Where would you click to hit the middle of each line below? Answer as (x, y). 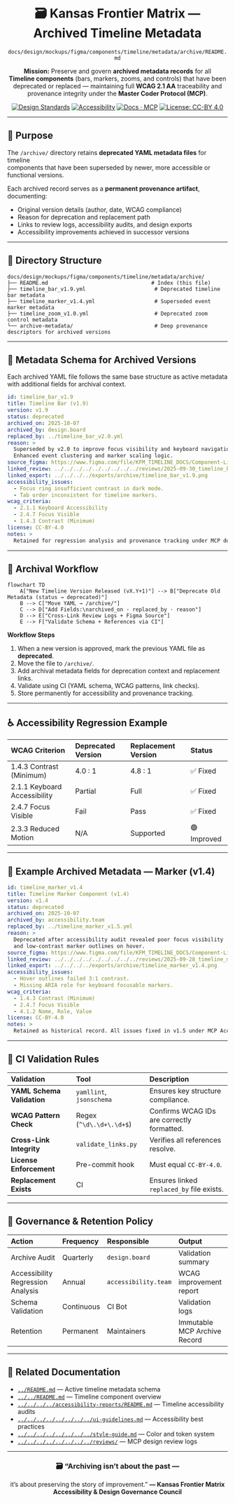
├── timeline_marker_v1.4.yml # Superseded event (109, 301)
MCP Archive (200, 1331)
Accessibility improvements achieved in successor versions (104, 231)
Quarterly (78, 1258)
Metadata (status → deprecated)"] (58, 598)
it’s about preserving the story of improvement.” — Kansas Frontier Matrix (117, 1484)
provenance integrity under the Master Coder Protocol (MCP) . (117, 93)
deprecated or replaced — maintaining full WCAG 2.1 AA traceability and (117, 86)
